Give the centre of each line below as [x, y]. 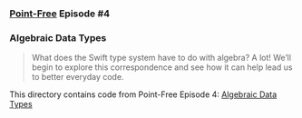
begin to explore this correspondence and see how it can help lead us [162, 67]
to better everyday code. [78, 77]
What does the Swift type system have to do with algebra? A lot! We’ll [161, 58]
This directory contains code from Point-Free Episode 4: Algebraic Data [143, 94]
